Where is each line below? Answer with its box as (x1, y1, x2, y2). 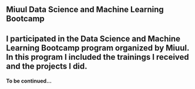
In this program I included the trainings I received (6, 52, 189, 62)
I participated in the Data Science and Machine (6, 33, 181, 43)
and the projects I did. (6, 61, 88, 71)
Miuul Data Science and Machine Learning (6, 5, 164, 15)
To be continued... (6, 77, 52, 84)
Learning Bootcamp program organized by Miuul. (6, 43, 190, 53)
